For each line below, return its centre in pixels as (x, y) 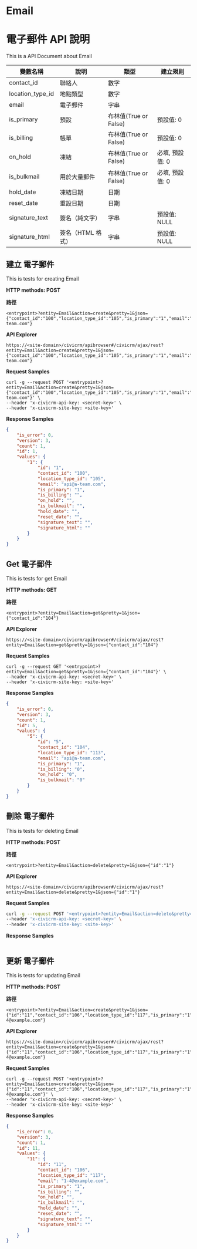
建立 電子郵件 (30, 264)
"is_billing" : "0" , (61, 769)
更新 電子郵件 (30, 961)
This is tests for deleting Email (43, 831)
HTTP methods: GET (32, 590)
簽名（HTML (77, 233)
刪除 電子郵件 (30, 816)
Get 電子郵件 (29, 564)
